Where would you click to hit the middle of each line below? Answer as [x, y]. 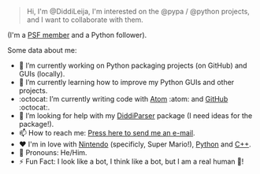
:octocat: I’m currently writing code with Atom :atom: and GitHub [123, 99]
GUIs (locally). [42, 74]
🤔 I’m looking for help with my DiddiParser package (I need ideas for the [136, 116]
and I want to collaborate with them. [85, 20]
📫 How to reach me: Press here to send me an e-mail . [107, 133]
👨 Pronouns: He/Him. [53, 152]
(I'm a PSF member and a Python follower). [77, 35]
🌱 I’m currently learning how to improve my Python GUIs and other [126, 82]
